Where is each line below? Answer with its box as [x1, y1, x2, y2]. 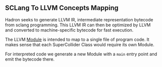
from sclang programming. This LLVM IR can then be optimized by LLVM [5, 22, 151, 28]
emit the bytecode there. [5, 56, 55, 62]
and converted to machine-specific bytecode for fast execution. [5, 27, 134, 33]
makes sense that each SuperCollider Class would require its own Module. [5, 41, 155, 48]
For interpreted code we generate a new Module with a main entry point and [5, 51, 158, 57]
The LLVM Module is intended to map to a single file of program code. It [5, 36, 150, 42]
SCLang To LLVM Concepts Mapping [5, 4, 119, 12]
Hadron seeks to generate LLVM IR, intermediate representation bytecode [5, 17, 154, 22]
